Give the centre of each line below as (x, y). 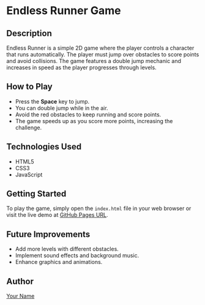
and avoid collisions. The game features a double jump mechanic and (94, 61)
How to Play (30, 87)
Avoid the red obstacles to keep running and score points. (88, 115)
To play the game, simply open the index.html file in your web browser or (99, 208)
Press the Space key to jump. (52, 101)
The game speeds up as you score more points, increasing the (94, 121)
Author (20, 281)
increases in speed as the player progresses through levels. (82, 67)
